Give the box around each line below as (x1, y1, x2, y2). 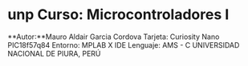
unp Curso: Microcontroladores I (7, 6, 230, 24)
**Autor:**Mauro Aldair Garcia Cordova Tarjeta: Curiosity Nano (7, 32, 220, 41)
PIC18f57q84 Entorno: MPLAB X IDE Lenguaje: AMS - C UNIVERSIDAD (7, 40, 240, 49)
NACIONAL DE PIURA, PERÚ (7, 49, 101, 58)
